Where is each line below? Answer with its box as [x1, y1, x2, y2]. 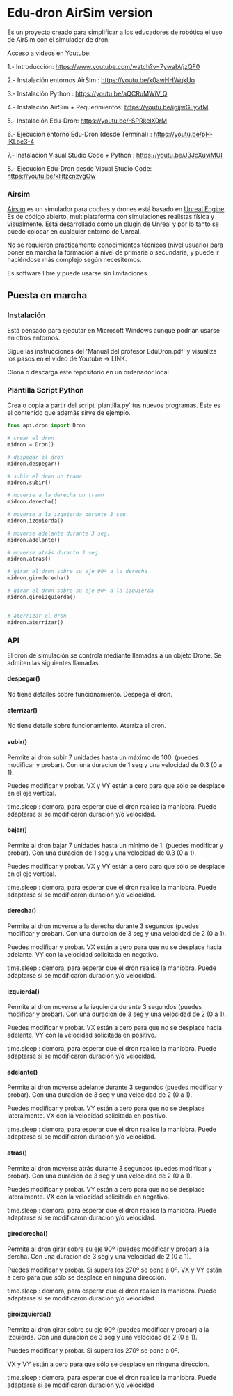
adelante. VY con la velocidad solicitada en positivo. [7, 1031, 156, 1040]
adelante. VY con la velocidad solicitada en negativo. [7, 950, 159, 958]
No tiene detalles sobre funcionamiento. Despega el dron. [7, 690, 172, 699]
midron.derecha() [7, 499, 58, 506]
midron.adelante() [7, 536, 61, 543]
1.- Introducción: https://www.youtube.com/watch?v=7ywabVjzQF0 [7, 62, 200, 70]
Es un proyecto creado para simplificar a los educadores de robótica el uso [7, 28, 223, 36]
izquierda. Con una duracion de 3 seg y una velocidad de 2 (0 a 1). [7, 1333, 198, 1341]
